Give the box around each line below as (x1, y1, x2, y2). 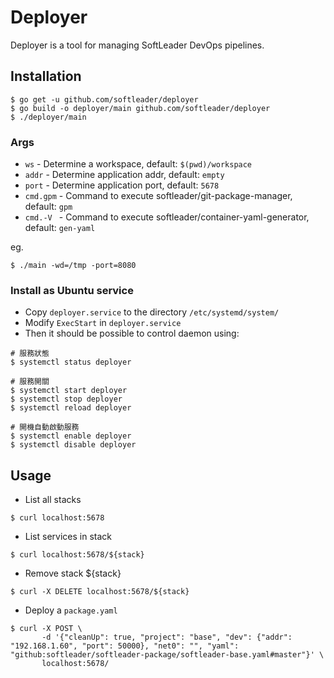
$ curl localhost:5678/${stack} (10, 550, 145, 560)
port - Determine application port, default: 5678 (24, 179, 220, 191)
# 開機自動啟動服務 (10, 422, 80, 433)
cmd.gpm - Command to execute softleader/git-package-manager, (24, 190, 293, 202)
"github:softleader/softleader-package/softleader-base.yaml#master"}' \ (10, 650, 325, 660)
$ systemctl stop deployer (10, 394, 123, 405)
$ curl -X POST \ (10, 624, 83, 634)
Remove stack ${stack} (24, 567, 122, 580)
